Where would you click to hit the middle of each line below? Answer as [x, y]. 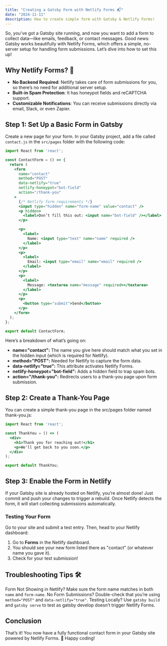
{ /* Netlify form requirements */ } [55, 202]
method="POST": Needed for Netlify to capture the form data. [77, 361]
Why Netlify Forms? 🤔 [40, 70]
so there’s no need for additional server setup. [60, 87]
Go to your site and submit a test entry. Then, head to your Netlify [73, 528]
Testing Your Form [28, 516]
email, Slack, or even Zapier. [41, 109]
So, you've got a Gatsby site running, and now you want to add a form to [80, 33]
